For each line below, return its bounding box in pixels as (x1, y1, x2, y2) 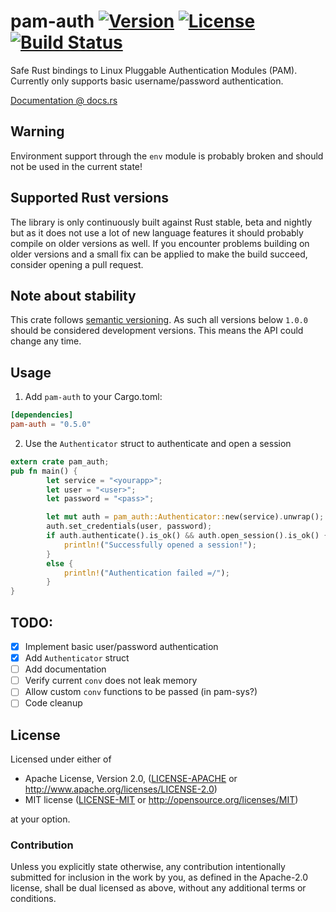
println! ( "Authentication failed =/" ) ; (63, 568, 230, 578)
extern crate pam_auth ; (10, 456, 110, 467)
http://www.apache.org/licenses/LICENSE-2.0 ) (24, 783, 218, 795)
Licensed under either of (10, 753, 112, 765)
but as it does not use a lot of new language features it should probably (10, 226, 304, 239)
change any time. (10, 335, 82, 347)
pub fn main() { (10, 466, 78, 476)
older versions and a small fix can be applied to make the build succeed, (10, 248, 308, 260)
